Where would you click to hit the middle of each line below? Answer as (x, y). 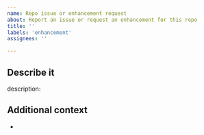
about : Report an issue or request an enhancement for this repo (102, 20)
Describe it (31, 72)
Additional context (47, 110)
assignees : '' (27, 39)
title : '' (21, 26)
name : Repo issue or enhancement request (67, 13)
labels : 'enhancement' (39, 32)
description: (24, 89)
